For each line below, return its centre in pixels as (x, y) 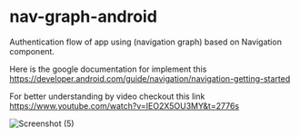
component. (32, 51)
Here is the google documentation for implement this (108, 69)
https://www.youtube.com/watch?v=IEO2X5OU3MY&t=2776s (124, 105)
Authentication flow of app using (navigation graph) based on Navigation (145, 42)
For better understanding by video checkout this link (107, 96)
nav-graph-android (83, 17)
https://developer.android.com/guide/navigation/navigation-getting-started (150, 78)
